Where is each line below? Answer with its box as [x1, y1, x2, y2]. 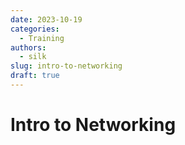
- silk [19, 52, 47, 62]
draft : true [10, 71, 60, 81]
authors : [10, 42, 47, 53]
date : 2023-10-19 [10, 14, 83, 25]
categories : [10, 24, 60, 34]
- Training [19, 33, 65, 43]
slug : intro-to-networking [10, 61, 123, 71]
